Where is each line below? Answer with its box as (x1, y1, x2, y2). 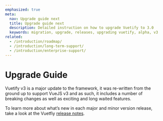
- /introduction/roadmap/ (9, 39, 62, 44)
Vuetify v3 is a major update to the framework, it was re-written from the (5, 85, 151, 91)
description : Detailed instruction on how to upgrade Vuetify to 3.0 (9, 25, 154, 30)
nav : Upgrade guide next (9, 16, 60, 21)
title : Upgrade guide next (9, 21, 64, 26)
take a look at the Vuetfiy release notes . (5, 111, 85, 117)
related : (5, 35, 23, 40)
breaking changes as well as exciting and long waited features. (5, 96, 132, 102)
